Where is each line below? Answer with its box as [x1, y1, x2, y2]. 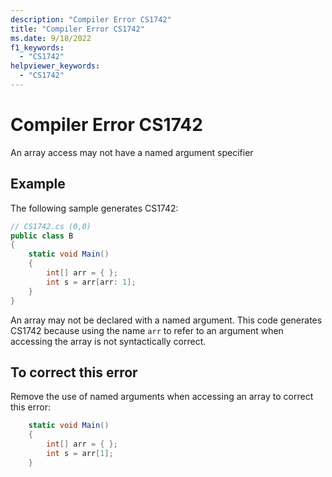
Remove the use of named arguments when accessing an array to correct [10, 391, 314, 403]
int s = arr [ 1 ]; [46, 448, 114, 458]
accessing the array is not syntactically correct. [10, 335, 207, 347]
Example [10, 176, 66, 193]
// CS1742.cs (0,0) [10, 221, 92, 231]
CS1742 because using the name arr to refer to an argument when [10, 324, 284, 336]
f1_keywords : [10, 42, 65, 53]
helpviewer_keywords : [10, 61, 101, 71]
